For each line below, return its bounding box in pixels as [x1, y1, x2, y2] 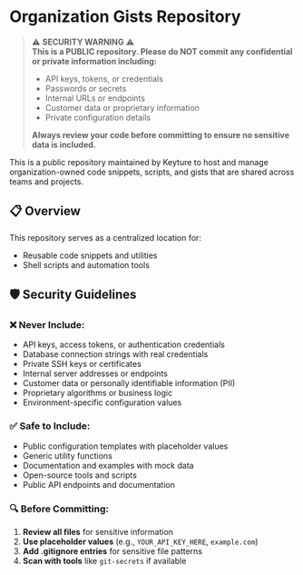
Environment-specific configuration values [22, 397, 182, 408]
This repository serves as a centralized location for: [9, 232, 202, 243]
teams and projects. [9, 175, 84, 187]
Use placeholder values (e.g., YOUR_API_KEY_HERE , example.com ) [22, 536, 259, 547]
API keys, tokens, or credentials [44, 73, 163, 84]
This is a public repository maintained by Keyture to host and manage [9, 156, 269, 167]
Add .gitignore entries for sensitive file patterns [22, 546, 202, 557]
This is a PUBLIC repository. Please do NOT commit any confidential [31, 45, 293, 56]
